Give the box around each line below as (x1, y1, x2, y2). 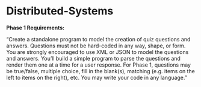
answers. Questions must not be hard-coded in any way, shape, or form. (6, 42, 186, 49)
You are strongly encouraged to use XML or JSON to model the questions (6, 48, 189, 55)
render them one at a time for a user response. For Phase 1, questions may (6, 61, 191, 68)
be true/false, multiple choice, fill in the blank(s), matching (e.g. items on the (6, 67, 196, 74)
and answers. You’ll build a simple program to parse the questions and (6, 55, 181, 62)
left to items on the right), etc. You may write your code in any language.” (6, 74, 188, 81)
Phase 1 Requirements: (6, 24, 65, 31)
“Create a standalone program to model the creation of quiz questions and (6, 35, 191, 43)
